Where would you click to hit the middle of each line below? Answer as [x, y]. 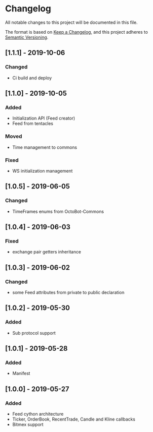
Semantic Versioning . [27, 37]
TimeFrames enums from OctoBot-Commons [58, 211]
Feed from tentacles [33, 123]
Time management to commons [45, 147]
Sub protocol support [34, 333]
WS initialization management [42, 171]
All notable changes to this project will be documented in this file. [72, 22]
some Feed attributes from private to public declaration [68, 292]
